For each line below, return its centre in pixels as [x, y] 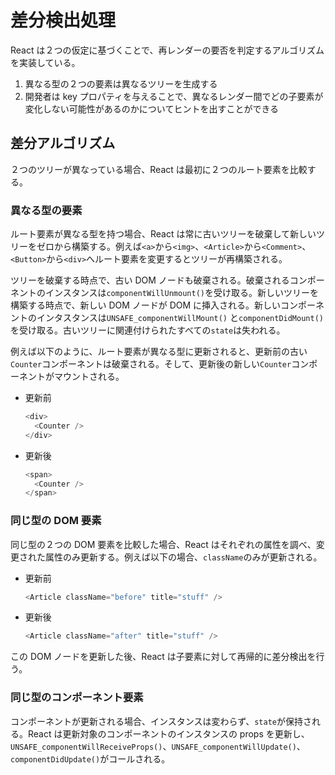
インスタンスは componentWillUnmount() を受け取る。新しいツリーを [181, 293]
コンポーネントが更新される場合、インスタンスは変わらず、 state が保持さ [161, 721]
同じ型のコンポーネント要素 [77, 698]
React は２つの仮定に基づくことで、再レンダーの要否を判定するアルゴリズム [167, 50]
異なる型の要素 [46, 210]
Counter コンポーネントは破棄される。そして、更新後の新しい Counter [151, 364]
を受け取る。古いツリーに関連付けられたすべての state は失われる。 [148, 330]
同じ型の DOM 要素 [56, 521]
